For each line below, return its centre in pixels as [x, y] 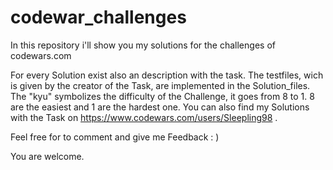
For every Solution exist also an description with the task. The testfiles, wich [167, 75]
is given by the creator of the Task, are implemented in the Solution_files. [160, 85]
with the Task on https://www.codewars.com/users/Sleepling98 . [144, 117]
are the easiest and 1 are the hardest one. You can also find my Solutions [160, 107]
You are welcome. [47, 156]
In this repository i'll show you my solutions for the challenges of [143, 45]
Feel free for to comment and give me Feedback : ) [115, 137]
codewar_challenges [98, 17]
